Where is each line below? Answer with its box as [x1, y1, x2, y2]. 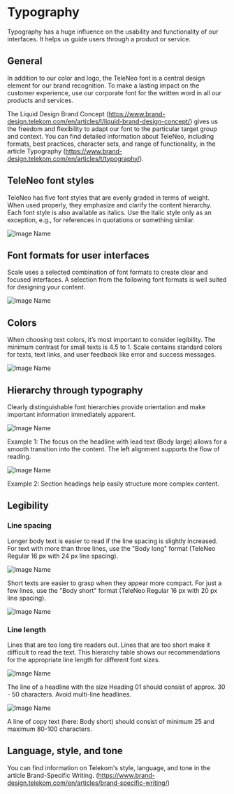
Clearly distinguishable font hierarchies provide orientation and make [7, 403, 206, 411]
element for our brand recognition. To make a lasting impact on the [7, 81, 200, 90]
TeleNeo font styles [7, 174, 94, 186]
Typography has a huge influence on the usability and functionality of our [7, 27, 219, 36]
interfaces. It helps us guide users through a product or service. [7, 34, 191, 43]
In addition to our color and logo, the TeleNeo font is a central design [7, 74, 205, 82]
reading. [7, 453, 31, 460]
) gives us [189, 117, 219, 125]
